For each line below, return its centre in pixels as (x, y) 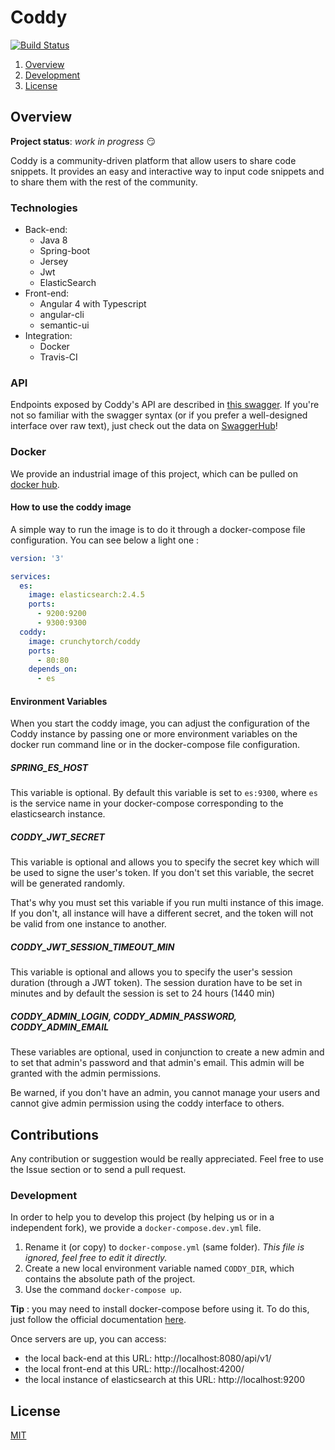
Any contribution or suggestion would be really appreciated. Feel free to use (167, 1159)
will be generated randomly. (68, 883)
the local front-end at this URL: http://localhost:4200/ (134, 1369)
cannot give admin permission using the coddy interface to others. (147, 1103)
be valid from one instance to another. (88, 924)
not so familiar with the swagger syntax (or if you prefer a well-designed (159, 415)
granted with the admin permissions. (86, 1073)
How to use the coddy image (71, 507)
